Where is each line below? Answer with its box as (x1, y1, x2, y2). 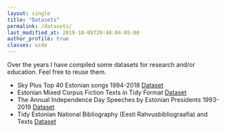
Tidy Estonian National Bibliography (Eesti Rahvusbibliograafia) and (16, 110, 208, 118)
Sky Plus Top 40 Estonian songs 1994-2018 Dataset (16, 81, 163, 89)
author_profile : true (7, 36, 69, 42)
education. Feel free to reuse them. (7, 68, 106, 76)
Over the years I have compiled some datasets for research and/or (7, 61, 196, 68)
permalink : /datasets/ (7, 23, 72, 29)
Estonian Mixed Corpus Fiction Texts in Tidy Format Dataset (16, 88, 187, 96)
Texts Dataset (16, 118, 56, 125)
